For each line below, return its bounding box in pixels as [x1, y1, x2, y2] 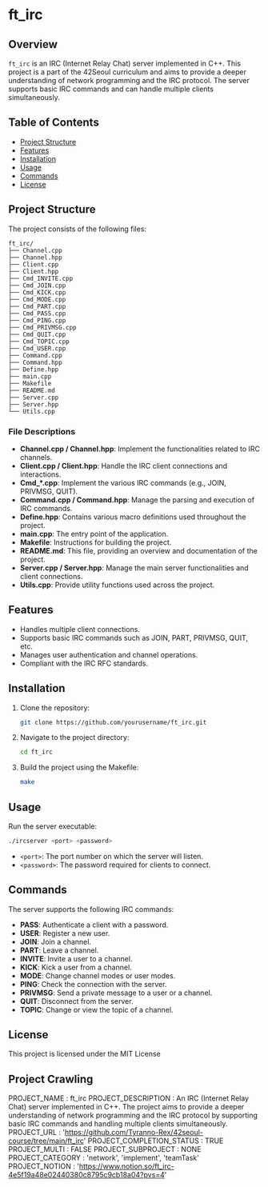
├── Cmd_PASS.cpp [8, 310, 66, 318]
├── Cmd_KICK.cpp [8, 288, 66, 297]
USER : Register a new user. [19, 928, 110, 937]
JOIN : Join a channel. [19, 937, 92, 946]
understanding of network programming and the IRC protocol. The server [8, 76, 250, 85]
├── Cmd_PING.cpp [8, 316, 66, 325]
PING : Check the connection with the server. [19, 979, 167, 989]
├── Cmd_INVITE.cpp [8, 274, 74, 282]
